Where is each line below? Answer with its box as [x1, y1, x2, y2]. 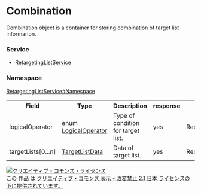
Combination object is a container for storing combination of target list [6, 24, 179, 31]
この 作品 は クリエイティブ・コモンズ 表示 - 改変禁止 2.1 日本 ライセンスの [6, 175, 190, 182]
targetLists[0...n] [9, 147, 56, 156]
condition [113, 118, 140, 127]
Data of [113, 144, 134, 152]
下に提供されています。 [6, 182, 64, 189]
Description [113, 102, 148, 110]
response [153, 102, 181, 110]
